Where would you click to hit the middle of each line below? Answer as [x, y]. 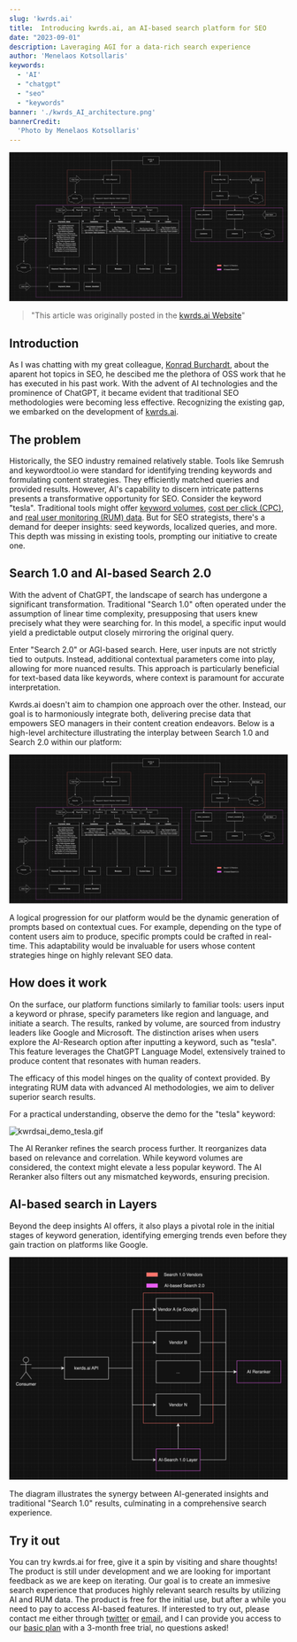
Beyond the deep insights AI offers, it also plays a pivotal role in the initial [142, 1226]
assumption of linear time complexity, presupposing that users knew [133, 613]
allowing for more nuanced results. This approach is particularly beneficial [145, 668]
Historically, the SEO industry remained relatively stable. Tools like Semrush [147, 461]
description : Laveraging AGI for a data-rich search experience [130, 47]
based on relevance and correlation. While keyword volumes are [126, 1158]
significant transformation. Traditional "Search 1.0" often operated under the [148, 604]
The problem [45, 440]
